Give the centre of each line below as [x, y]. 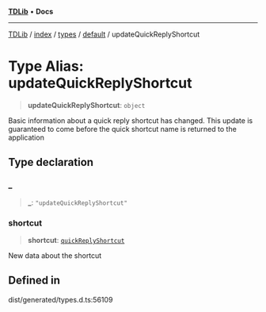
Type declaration [51, 162]
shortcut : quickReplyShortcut [76, 240]
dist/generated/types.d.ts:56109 [61, 299]
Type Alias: [46, 66]
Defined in [34, 281]
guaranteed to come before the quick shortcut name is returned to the [123, 129]
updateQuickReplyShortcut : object [86, 105]
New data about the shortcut [55, 255]
